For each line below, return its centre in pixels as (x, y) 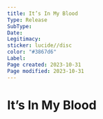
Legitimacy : (24, 39)
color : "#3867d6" (32, 52)
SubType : (20, 26)
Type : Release (27, 20)
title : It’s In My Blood (43, 13)
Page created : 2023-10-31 (44, 65)
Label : (16, 58)
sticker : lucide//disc (39, 45)
